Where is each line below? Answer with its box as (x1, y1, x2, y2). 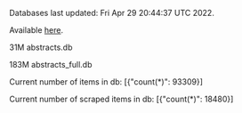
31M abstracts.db (9, 42, 73, 52)
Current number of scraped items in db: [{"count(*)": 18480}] (9, 93, 234, 104)
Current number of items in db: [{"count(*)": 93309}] (9, 77, 203, 87)
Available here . (9, 25, 64, 35)
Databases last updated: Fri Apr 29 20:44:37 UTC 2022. (9, 8, 215, 18)
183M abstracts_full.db (9, 60, 93, 69)
